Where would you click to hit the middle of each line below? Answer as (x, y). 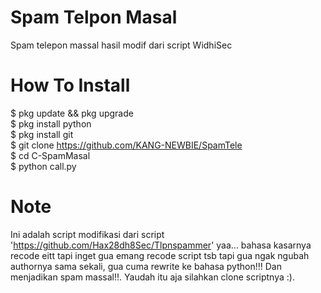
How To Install (70, 85)
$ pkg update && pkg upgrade (72, 113)
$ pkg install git (42, 134)
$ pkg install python (51, 123)
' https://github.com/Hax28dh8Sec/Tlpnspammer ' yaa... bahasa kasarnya (161, 245)
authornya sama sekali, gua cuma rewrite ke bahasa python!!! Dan (146, 266)
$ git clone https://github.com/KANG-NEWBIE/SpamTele (126, 145)
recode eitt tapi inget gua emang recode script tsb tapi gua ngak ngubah (160, 255)
